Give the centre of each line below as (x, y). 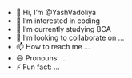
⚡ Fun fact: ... (38, 67)
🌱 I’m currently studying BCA (64, 29)
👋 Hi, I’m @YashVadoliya (56, 12)
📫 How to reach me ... (53, 47)
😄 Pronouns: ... (42, 58)
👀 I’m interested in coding (58, 21)
